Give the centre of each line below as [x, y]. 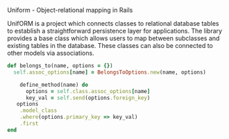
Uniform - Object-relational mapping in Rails [70, 10]
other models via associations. [51, 53]
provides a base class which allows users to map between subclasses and [113, 38]
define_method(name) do [54, 85]
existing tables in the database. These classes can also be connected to [110, 46]
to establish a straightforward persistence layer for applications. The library [115, 31]
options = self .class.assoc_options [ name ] [88, 91]
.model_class [39, 111]
